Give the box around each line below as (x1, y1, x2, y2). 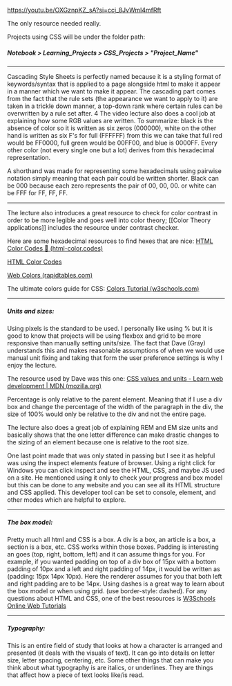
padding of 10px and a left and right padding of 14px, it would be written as (7, 564, 221, 573)
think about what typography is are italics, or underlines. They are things (7, 663, 213, 671)
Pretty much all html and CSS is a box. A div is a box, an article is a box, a (7, 535, 216, 543)
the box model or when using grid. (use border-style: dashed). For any (7, 586, 207, 595)
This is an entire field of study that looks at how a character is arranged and (7, 641, 223, 649)
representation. (7, 153, 50, 161)
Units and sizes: (7, 307, 55, 315)
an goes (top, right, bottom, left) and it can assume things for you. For (7, 550, 206, 558)
